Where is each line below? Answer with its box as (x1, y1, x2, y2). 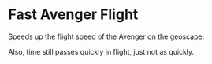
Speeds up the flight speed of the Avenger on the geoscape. (8, 32, 205, 41)
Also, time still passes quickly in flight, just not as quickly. (8, 47, 195, 56)
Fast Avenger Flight (8, 6, 139, 24)
